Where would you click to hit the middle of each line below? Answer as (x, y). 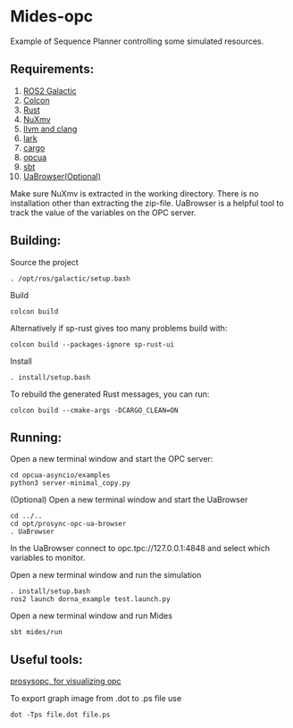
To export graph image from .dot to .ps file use (96, 699)
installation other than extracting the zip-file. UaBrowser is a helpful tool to (147, 203)
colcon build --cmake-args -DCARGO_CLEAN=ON (94, 410)
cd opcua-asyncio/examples (60, 475)
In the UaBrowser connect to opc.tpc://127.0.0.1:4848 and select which (140, 548)
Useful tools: (46, 660)
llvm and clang (50, 129)
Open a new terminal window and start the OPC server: (112, 459)
